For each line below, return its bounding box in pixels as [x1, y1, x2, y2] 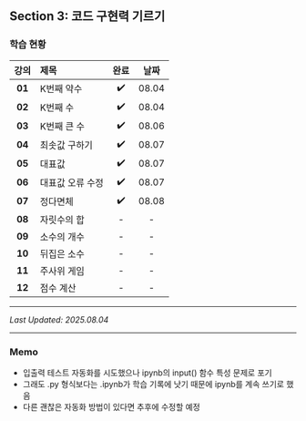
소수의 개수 [39, 231, 85, 243]
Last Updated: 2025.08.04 [9, 313, 109, 325]
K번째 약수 [39, 83, 83, 96]
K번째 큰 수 [39, 120, 85, 133]
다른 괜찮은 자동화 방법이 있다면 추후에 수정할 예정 [22, 401, 200, 412]
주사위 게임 [39, 264, 85, 277]
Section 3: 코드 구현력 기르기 [9, 8, 166, 25]
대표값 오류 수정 [39, 177, 105, 190]
